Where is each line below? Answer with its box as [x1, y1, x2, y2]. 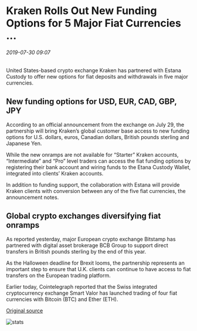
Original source [6, 307, 43, 315]
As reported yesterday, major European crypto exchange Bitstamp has [6, 236, 176, 243]
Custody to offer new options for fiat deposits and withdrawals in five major [6, 73, 189, 80]
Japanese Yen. [6, 140, 42, 147]
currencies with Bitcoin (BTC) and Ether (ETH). [6, 296, 118, 303]
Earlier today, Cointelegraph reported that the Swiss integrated [6, 283, 157, 291]
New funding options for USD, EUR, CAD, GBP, [6, 96, 177, 106]
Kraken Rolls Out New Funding [6, 4, 157, 18]
